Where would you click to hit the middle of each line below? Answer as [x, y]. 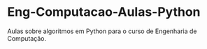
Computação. [27, 38]
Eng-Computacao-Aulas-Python [104, 12]
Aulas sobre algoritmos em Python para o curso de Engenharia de [102, 31]
